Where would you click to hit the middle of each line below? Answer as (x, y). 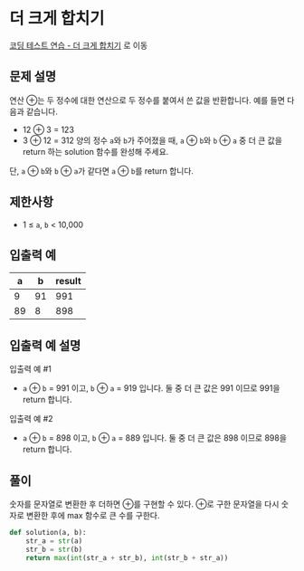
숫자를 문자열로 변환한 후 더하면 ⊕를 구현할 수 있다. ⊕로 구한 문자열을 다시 (144, 504)
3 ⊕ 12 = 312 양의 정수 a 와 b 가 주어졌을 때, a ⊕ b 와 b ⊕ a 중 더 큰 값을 (152, 140)
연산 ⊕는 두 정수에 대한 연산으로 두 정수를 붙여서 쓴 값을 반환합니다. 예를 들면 (147, 100)
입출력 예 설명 (45, 345)
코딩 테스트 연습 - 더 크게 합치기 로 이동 (79, 45)
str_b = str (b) (54, 549)
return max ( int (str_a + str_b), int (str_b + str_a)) (127, 557)
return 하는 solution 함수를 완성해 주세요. (95, 151)
